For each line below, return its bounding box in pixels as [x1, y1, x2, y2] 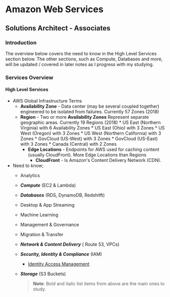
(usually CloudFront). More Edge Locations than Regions [27, 152, 147, 158]
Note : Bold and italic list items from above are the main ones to [33, 281, 165, 286]
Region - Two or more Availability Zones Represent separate [20, 114, 149, 120]
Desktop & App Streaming [20, 202, 75, 208]
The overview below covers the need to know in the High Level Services [5, 50, 157, 56]
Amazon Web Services [5, 4, 104, 15]
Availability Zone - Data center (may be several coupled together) [20, 103, 159, 109]
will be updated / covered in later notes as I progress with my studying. [5, 61, 154, 67]
